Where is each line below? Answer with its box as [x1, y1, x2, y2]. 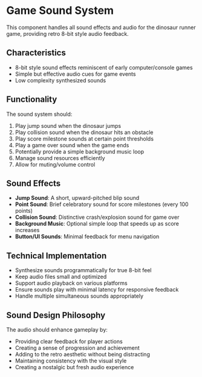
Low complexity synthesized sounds [15, 76, 106, 84]
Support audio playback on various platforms [15, 279, 128, 287]
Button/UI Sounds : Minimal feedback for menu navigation [15, 233, 160, 240]
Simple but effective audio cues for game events [15, 70, 136, 78]
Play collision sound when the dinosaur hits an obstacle [15, 128, 154, 136]
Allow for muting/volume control [15, 161, 96, 168]
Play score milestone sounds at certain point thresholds [15, 135, 154, 142]
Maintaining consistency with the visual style [15, 357, 127, 364]
